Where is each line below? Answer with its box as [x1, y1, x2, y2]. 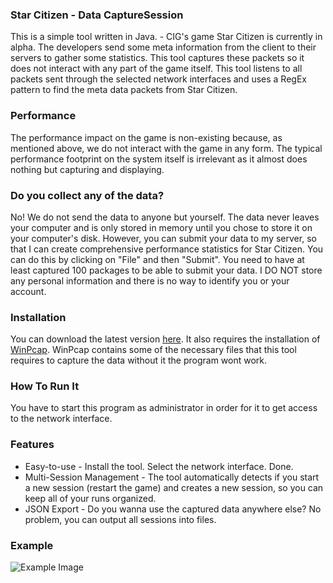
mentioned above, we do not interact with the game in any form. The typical [10, 142, 323, 154]
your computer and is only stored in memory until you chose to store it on [10, 221, 313, 233]
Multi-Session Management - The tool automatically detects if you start [24, 471, 320, 483]
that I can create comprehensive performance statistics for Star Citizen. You [10, 243, 324, 255]
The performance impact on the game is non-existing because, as [10, 131, 283, 143]
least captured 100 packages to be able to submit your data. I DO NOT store [10, 264, 323, 276]
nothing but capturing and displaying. [10, 163, 165, 175]
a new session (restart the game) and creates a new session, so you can [24, 481, 324, 493]
